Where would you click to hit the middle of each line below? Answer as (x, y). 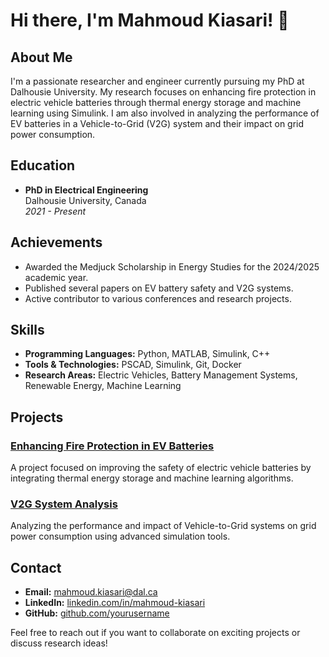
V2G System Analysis (64, 504)
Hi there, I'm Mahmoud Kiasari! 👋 (150, 20)
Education (43, 165)
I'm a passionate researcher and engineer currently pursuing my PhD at (157, 81)
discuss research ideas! (59, 643)
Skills (27, 330)
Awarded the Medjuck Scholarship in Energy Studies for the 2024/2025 (172, 266)
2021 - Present (55, 211)
